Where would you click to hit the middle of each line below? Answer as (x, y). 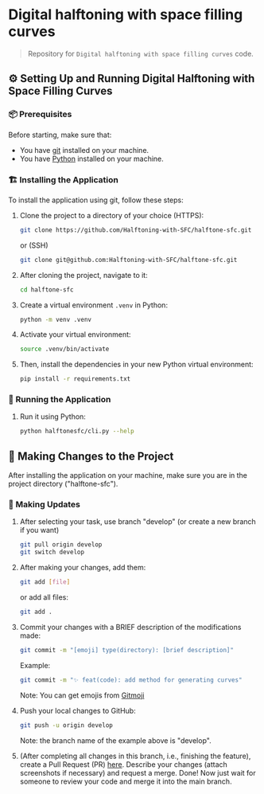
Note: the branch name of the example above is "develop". (116, 740)
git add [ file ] (45, 582)
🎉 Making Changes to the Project (91, 456)
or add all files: (44, 597)
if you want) (39, 530)
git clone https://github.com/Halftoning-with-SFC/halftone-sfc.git (136, 230)
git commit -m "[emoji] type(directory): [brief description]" (127, 650)
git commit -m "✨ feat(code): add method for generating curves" (131, 680)
